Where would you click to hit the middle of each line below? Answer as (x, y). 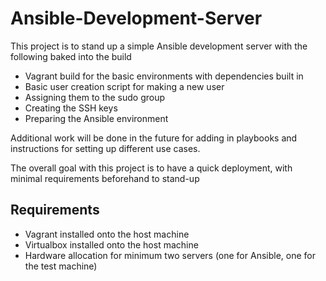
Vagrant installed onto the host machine (107, 234)
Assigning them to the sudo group (95, 97)
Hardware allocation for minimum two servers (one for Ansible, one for (170, 255)
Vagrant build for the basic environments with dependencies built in (164, 76)
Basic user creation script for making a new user (124, 86)
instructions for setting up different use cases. (105, 148)
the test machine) (61, 266)
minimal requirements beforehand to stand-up (105, 178)
